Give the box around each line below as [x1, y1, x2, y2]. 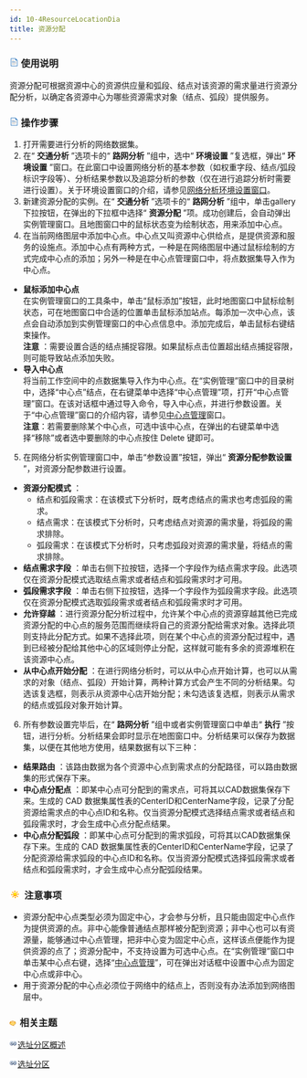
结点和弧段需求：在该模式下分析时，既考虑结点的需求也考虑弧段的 [36, 494, 285, 505]
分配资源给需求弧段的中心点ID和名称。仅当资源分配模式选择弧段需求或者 [22, 852, 295, 863]
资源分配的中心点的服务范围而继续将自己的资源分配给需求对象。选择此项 [22, 619, 295, 630]
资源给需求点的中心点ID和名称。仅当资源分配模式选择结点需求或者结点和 [22, 807, 295, 818]
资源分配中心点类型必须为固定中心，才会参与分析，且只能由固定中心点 [22, 912, 288, 923]
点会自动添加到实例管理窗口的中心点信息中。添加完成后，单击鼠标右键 [22, 318, 288, 329]
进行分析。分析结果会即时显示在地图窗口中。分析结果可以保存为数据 [38, 731, 295, 742]
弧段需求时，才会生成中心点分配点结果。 [22, 819, 175, 830]
